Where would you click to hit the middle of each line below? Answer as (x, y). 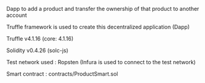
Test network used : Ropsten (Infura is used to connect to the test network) (101, 62)
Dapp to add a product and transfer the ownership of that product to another (103, 9)
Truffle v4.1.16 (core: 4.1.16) (40, 38)
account (17, 15)
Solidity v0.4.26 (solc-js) (37, 50)
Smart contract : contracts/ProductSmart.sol (62, 74)
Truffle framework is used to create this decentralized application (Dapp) (98, 27)
